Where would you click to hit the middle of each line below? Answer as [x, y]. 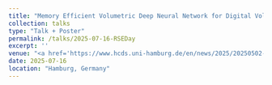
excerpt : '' [28, 46]
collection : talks [39, 23]
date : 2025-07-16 [38, 62]
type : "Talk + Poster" [47, 31]
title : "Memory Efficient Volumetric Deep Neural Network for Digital [130, 16]
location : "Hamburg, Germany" [59, 69]
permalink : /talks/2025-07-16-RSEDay [72, 38]
